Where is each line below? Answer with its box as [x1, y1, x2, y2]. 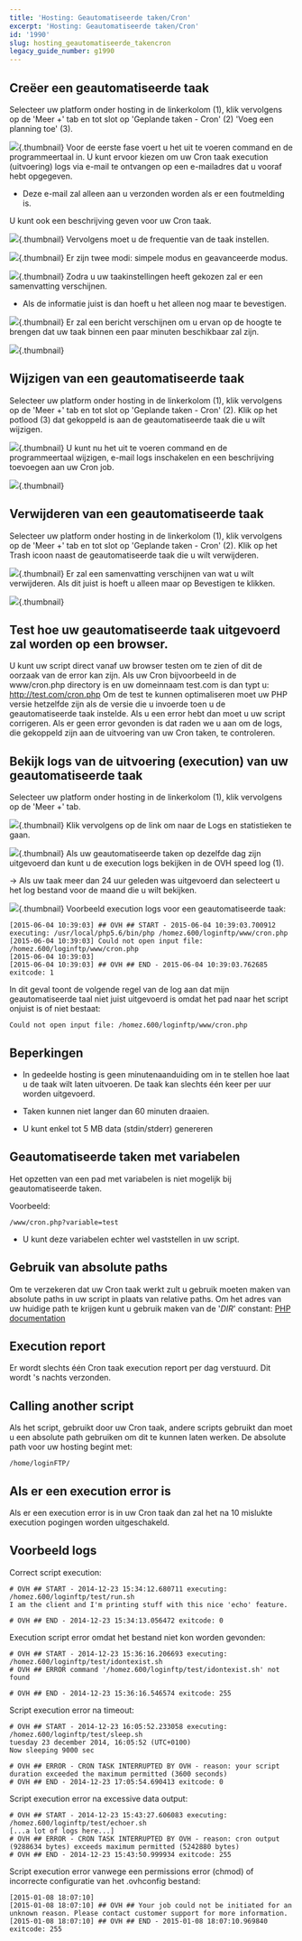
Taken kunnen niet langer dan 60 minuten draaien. [22, 1106, 210, 1116]
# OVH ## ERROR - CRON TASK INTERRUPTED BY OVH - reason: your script [9, 1761, 280, 1770]
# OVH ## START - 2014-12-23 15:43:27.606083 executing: [9, 1810, 228, 1819]
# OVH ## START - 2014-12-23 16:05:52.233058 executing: [9, 1722, 228, 1731]
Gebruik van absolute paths [9, 1260, 169, 1275]
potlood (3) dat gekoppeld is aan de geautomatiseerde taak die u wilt [9, 414, 266, 425]
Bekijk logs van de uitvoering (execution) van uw [9, 753, 288, 769]
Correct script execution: [9, 1567, 102, 1577]
